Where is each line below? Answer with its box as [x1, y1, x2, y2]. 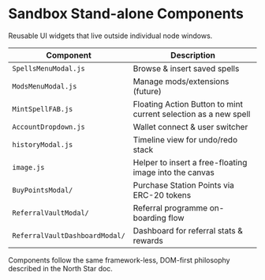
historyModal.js [12, 140, 73, 149]
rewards [132, 235, 164, 246]
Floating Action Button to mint [132, 98, 243, 109]
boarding [132, 212, 167, 223]
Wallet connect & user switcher [132, 121, 248, 132]
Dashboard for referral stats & [132, 225, 243, 236]
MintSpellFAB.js [12, 104, 73, 113]
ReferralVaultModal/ [12, 208, 89, 218]
